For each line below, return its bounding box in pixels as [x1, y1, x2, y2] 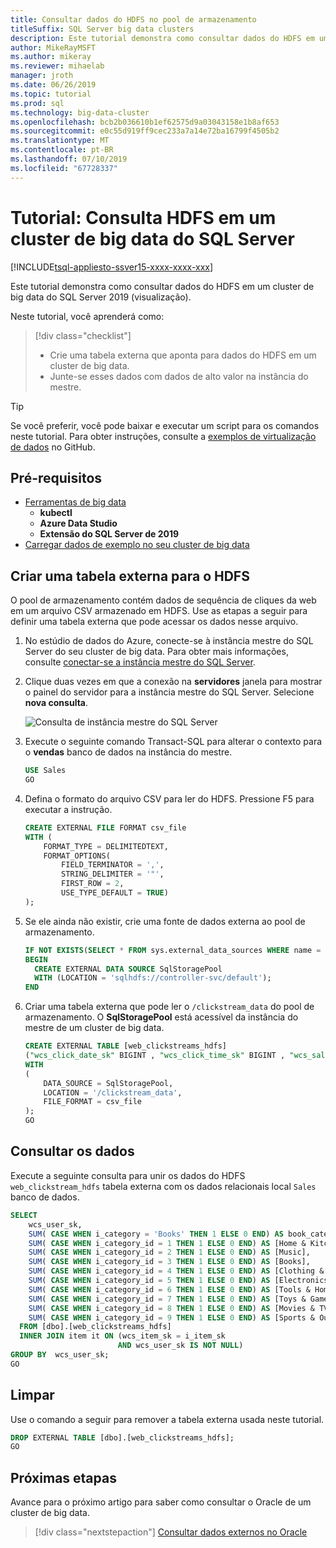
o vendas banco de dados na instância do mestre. [24, 746, 233, 758]
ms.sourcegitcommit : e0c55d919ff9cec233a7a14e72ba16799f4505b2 [10, 126, 280, 136]
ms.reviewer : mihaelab [10, 61, 105, 71]
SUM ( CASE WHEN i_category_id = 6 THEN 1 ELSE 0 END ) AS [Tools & [28, 1284, 311, 1295]
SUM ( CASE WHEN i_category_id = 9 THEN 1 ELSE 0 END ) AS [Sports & [28, 1312, 316, 1323]
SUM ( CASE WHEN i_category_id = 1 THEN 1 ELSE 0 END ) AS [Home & [28, 1238, 307, 1248]
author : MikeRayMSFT [10, 42, 97, 53]
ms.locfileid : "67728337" [10, 163, 118, 173]
